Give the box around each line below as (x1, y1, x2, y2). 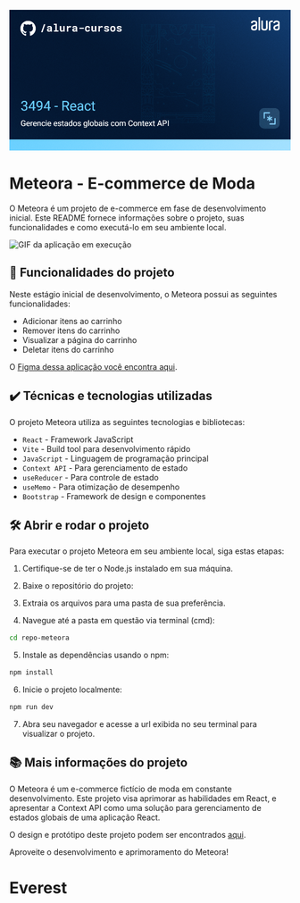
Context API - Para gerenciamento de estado (21, 462, 188, 473)
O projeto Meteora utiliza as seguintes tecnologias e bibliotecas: (9, 416, 246, 427)
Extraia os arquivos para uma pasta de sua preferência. (21, 598, 226, 608)
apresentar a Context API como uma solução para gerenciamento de (9, 802, 262, 813)
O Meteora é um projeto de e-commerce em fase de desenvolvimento (9, 203, 266, 213)
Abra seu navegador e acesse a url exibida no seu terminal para (21, 719, 257, 729)
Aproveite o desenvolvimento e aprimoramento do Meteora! (9, 846, 229, 857)
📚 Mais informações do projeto (9, 756, 188, 771)
